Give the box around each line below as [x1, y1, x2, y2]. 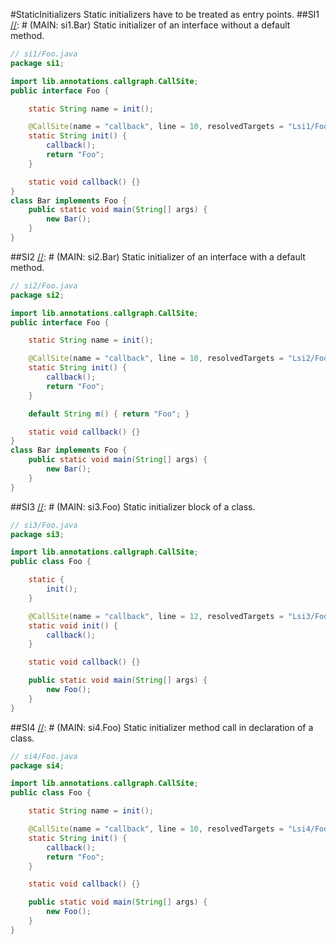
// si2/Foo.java [10, 280, 78, 291]
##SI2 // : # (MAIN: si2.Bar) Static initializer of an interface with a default [10, 250, 306, 263]
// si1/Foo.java [10, 49, 78, 59]
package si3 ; [10, 529, 65, 539]
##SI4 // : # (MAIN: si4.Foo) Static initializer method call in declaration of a [10, 721, 314, 733]
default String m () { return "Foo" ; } [28, 409, 190, 419]
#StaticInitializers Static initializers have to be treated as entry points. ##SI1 [10, 9, 320, 20]
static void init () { [28, 620, 118, 631]
